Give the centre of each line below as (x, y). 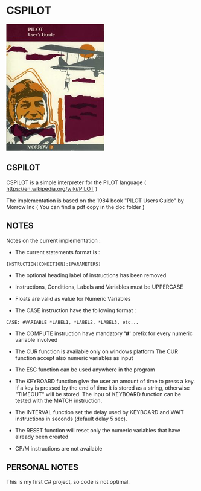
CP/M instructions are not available (59, 448)
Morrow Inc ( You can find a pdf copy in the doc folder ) (75, 207)
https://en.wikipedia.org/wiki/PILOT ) (52, 188)
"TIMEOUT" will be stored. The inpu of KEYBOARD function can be (98, 394)
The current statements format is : (57, 252)
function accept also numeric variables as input (74, 358)
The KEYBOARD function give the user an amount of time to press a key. (105, 381)
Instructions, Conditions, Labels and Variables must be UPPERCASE (99, 287)
